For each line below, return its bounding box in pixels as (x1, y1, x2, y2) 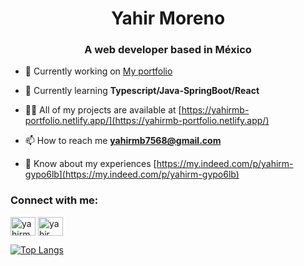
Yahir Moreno (110, 7, 226, 30)
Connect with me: (10, 193, 99, 207)
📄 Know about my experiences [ (24, 158, 157, 170)
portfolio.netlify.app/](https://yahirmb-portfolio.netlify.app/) (24, 115, 270, 127)
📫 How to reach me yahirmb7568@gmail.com (24, 135, 222, 147)
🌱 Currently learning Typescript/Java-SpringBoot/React (24, 85, 260, 97)
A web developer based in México (84, 43, 252, 57)
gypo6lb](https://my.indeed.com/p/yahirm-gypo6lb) (24, 168, 240, 181)
